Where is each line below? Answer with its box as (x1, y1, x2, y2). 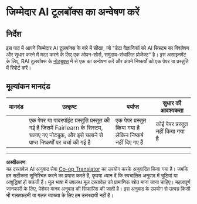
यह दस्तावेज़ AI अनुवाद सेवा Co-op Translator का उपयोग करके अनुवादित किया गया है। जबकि (6, 165, 189, 172)
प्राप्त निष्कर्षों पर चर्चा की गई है (29, 138, 91, 146)
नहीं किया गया (155, 127, 185, 135)
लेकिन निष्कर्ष (115, 131, 144, 139)
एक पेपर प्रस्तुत (115, 116, 147, 124)
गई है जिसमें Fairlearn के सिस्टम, (29, 123, 103, 131)
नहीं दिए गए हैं (115, 138, 144, 146)
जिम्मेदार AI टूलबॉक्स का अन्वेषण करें (6, 5, 140, 19)
